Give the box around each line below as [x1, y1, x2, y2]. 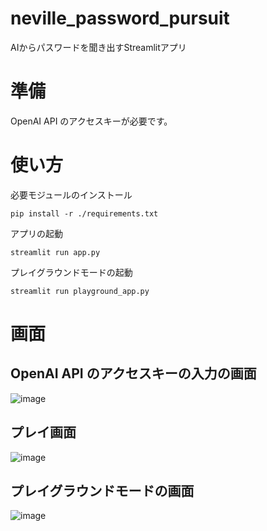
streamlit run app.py [10, 247, 101, 257]
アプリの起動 [10, 227, 63, 239]
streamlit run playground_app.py [10, 286, 150, 296]
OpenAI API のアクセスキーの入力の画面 [10, 365, 257, 382]
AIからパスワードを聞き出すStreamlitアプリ [10, 41, 187, 53]
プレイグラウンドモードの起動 [10, 266, 133, 278]
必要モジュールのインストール [10, 188, 133, 201]
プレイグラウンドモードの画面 [10, 483, 195, 500]
